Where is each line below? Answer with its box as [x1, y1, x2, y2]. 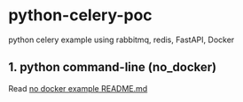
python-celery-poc [8, 5, 153, 25]
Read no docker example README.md [8, 83, 148, 93]
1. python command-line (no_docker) [8, 60, 217, 75]
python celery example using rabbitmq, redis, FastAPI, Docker [8, 34, 235, 45]
